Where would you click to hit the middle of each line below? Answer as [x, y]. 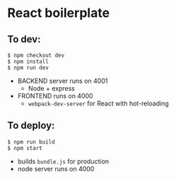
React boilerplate [59, 13]
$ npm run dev [28, 68]
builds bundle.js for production [63, 161]
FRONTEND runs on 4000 [55, 96]
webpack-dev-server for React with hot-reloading [99, 103]
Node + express [52, 88]
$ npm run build [31, 142]
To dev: [24, 39]
